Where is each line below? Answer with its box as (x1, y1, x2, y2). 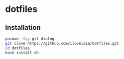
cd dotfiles (5, 46, 30, 51)
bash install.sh (5, 50, 39, 55)
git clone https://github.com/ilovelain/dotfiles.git (5, 41, 120, 46)
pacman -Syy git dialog (5, 36, 55, 41)
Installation (5, 23, 41, 32)
